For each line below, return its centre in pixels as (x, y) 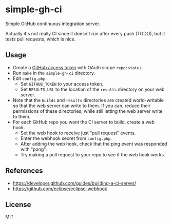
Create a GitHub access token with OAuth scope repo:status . (78, 67)
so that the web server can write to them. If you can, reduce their (81, 106)
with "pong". (34, 149)
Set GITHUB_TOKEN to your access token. (62, 84)
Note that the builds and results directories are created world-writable (88, 100)
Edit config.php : (30, 78)
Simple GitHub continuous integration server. (53, 24)
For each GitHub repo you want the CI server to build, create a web (84, 122)
